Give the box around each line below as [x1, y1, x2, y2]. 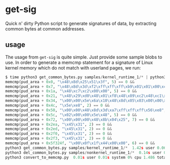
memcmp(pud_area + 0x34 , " [5, 98, 62, 104]
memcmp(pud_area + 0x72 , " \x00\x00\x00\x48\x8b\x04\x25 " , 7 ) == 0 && [5, 117, 155, 122]
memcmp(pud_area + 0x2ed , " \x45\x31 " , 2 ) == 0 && [5, 126, 112, 131]
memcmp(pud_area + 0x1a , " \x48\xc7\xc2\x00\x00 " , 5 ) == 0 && [5, 89, 137, 94]
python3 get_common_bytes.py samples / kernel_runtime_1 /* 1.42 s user [5, 145, 155, 150]
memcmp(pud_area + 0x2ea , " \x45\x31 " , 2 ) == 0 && [5, 122, 112, 127]
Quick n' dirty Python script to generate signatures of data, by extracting [5, 20, 157, 26]
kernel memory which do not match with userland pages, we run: [5, 64, 141, 71]
